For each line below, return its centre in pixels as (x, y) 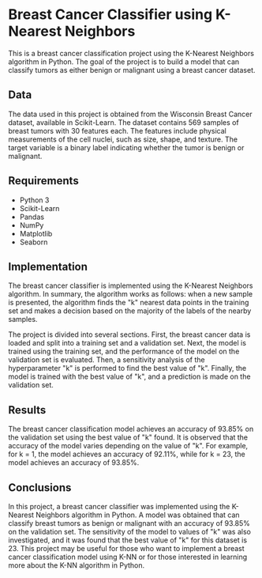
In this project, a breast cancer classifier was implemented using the (119, 506)
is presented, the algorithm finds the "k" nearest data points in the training (129, 303)
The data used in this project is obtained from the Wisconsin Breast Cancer (130, 114)
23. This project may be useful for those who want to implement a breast (126, 548)
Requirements (43, 181)
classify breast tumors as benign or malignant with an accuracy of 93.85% (129, 523)
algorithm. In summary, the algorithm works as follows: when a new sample (131, 294)
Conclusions (40, 487)
